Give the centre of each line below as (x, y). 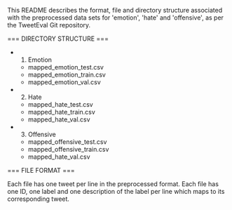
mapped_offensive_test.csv (67, 142)
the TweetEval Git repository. (49, 25)
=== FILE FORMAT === (41, 170)
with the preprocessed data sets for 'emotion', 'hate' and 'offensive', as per (116, 18)
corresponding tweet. (39, 199)
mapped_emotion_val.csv (64, 82)
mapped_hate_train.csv (62, 112)
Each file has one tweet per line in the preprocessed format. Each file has (113, 184)
